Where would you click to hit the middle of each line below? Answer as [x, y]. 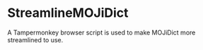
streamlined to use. [35, 39]
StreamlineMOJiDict [68, 13]
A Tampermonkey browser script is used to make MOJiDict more [101, 32]
